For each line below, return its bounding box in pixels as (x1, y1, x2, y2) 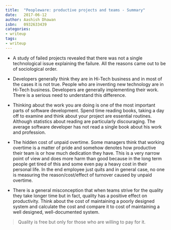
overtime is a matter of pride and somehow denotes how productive (12, 144, 156, 151)
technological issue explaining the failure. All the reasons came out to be (12, 60, 166, 67)
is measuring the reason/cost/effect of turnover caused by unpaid (12, 172, 152, 178)
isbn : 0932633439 (5, 22, 47, 27)
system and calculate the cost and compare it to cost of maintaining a (12, 203, 160, 210)
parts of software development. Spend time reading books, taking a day (12, 107, 165, 113)
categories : (5, 27, 31, 32)
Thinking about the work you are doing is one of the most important (12, 102, 156, 108)
